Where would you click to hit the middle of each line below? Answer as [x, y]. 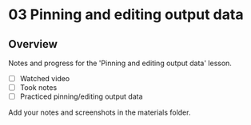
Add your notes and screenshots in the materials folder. [100, 112]
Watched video [45, 78]
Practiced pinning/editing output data [81, 96]
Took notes [38, 88]
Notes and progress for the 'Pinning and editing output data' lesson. [120, 63]
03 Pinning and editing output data [126, 15]
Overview [33, 44]
